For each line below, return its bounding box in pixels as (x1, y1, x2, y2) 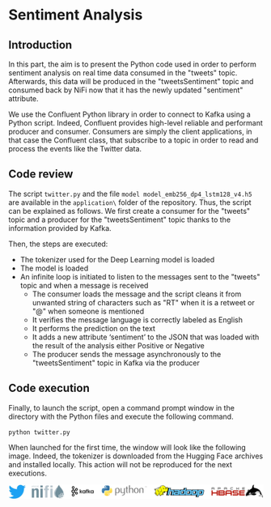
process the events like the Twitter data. (8, 144, 142, 153)
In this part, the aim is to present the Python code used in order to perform (8, 59, 256, 69)
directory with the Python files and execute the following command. (8, 411, 234, 421)
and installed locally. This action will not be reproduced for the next (8, 459, 233, 469)
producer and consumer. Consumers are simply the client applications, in (8, 127, 252, 136)
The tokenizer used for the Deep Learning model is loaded (19, 254, 215, 264)
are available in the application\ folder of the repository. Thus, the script (8, 197, 252, 207)
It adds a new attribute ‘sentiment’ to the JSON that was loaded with (32, 332, 260, 342)
